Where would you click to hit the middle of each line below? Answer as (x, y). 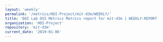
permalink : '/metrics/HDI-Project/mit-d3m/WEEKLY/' (58, 14)
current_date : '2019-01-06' (33, 32)
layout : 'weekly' (23, 9)
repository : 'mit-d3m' (28, 28)
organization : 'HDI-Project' (34, 23)
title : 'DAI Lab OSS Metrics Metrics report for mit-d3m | (66, 18)
